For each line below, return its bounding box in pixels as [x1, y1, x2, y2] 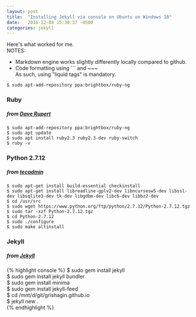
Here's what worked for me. [6, 41, 74, 48]
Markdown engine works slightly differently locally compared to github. [15, 58, 187, 66]
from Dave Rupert [6, 110, 51, 117]
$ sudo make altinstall [6, 224, 65, 230]
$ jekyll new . [6, 298, 39, 305]
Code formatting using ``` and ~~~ [15, 65, 98, 72]
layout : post [6, 8, 39, 15]
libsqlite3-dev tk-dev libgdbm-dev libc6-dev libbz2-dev [17, 194, 159, 199]
